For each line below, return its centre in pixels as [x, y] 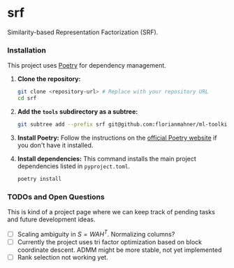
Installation [27, 50]
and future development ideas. [51, 219]
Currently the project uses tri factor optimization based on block [110, 241]
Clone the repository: [49, 79]
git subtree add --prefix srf [61, 124]
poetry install [39, 179]
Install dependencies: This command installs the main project [107, 158]
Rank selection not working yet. [63, 257]
